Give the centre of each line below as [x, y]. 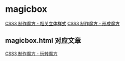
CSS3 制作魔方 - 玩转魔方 [31, 54]
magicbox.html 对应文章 [43, 41]
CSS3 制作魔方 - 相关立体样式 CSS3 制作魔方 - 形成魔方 [62, 23]
